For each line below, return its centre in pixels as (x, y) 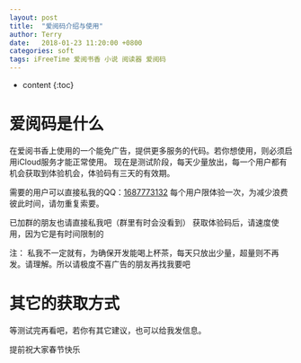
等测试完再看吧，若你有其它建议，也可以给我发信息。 (108, 330)
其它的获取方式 (65, 304)
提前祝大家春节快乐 (45, 349)
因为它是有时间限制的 (64, 234)
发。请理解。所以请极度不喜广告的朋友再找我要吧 (100, 264)
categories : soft (42, 51)
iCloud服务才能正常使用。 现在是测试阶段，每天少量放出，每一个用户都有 (152, 162)
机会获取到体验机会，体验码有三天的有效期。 (92, 173)
